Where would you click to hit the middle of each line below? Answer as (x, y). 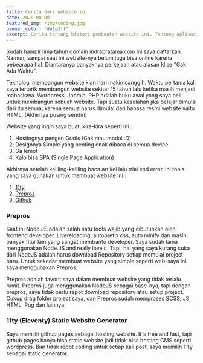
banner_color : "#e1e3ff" (37, 29)
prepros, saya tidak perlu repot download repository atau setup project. (95, 292)
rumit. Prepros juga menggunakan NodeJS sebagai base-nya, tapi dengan (99, 286)
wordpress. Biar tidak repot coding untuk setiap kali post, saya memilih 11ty (100, 347)
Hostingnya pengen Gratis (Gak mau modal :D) (73, 138)
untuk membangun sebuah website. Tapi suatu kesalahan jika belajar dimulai (101, 102)
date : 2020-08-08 (28, 18)
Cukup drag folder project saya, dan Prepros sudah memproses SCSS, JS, (99, 299)
